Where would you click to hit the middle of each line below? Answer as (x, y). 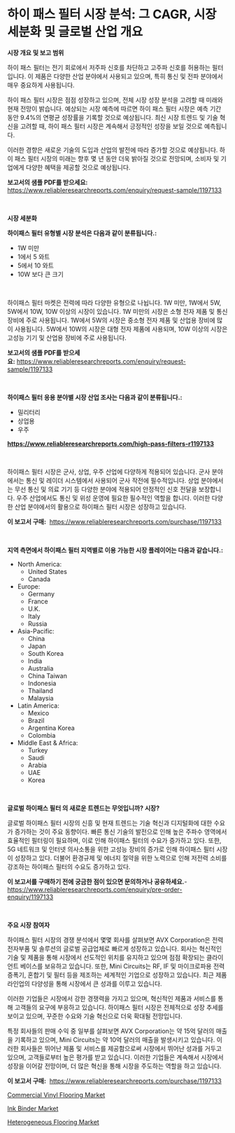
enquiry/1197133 (30, 897)
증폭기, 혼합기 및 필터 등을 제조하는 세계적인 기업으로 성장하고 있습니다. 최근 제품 (117, 975)
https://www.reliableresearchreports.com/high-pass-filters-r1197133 (111, 444)
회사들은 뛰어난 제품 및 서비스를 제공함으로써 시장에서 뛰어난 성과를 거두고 (121, 1048)
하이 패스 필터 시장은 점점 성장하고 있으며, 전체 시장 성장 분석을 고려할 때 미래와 (115, 99)
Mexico (38, 713)
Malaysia (41, 698)
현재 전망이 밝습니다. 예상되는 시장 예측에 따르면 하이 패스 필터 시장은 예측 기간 (114, 109)
